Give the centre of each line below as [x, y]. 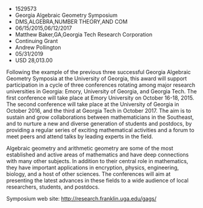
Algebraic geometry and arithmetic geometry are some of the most [90, 148]
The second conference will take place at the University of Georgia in [93, 104]
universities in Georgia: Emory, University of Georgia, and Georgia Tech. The [101, 91]
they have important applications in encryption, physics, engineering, [93, 167]
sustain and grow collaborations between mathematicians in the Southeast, [100, 117]
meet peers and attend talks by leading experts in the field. [80, 136]
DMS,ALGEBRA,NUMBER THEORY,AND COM [71, 22]
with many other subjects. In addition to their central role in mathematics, [97, 161]
